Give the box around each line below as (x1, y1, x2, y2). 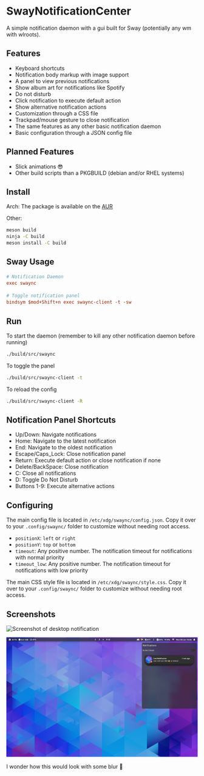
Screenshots (6, 609, 56, 619)
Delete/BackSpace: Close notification (15, 463, 109, 471)
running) (6, 339, 28, 345)
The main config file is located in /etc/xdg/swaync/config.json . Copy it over (6, 516, 196, 523)
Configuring (6, 500, 53, 511)
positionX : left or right (15, 534, 76, 542)
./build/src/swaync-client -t (6, 375, 83, 381)
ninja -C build (6, 234, 45, 240)
